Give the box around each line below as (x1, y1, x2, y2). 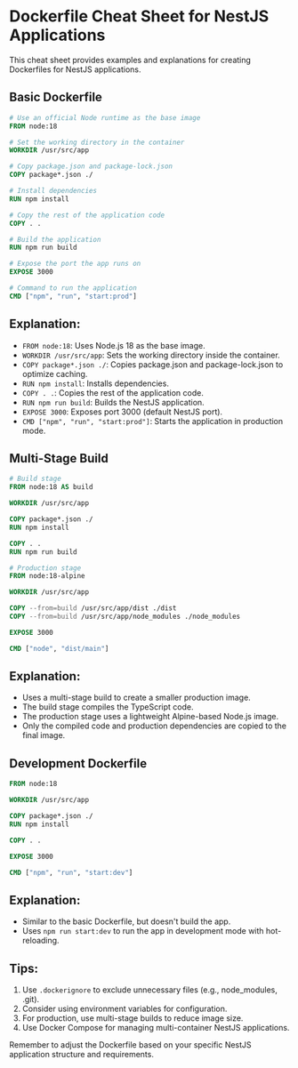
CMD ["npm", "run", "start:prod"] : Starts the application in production (21, 415, 284, 426)
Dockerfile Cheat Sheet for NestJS (9, 6, 270, 27)
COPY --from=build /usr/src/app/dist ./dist (9, 604, 177, 613)
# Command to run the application (9, 284, 138, 293)
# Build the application (9, 235, 101, 244)
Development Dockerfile (9, 756, 148, 771)
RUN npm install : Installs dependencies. (21, 378, 169, 389)
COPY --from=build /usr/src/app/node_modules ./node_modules (9, 612, 241, 621)
